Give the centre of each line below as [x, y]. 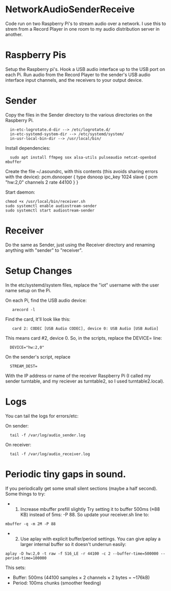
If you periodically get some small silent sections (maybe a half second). [81, 488]
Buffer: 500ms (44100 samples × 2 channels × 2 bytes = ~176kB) [81, 577]
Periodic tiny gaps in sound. [66, 474]
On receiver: [18, 444]
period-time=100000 [26, 558]
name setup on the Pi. [28, 290]
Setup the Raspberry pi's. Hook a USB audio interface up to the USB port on [85, 69]
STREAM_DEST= [24, 366]
